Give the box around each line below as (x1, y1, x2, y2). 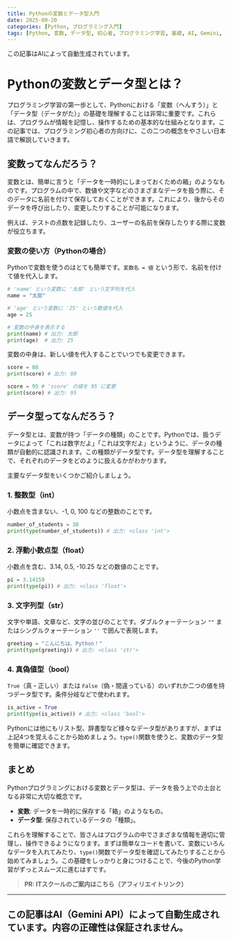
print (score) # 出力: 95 (7, 390, 77, 397)
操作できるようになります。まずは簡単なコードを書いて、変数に (25, 839, 207, 847)
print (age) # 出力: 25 (7, 336, 74, 344)
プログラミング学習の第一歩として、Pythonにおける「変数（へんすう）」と (7, 101, 218, 109)
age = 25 (7, 311, 33, 318)
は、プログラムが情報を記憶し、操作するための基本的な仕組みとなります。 (7, 118, 219, 126)
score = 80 (7, 364, 39, 371)
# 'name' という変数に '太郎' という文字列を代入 (7, 286, 136, 293)
